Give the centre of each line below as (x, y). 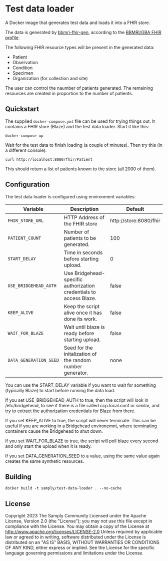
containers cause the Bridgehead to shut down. (54, 431)
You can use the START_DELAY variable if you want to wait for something (80, 385)
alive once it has (83, 313)
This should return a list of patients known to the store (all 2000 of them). (81, 169)
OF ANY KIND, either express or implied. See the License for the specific (80, 548)
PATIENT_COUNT (24, 238)
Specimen (23, 73)
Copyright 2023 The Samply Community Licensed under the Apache (76, 516)
